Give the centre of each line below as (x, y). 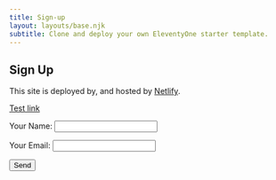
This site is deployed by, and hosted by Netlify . (95, 91)
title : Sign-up (37, 17)
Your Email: (30, 145)
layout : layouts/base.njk (57, 26)
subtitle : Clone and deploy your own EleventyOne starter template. (139, 34)
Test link (24, 108)
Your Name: (31, 126)
